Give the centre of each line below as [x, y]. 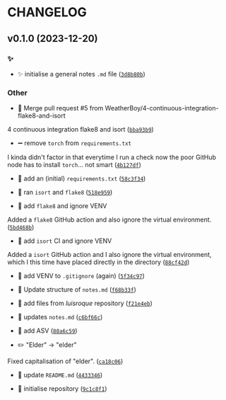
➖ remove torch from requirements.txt [75, 143]
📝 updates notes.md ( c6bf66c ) [60, 317]
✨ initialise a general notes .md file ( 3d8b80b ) [82, 74]
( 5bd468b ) [21, 227]
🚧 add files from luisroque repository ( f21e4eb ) [85, 303]
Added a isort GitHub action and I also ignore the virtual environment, [109, 255]
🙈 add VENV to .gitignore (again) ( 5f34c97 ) [81, 276]
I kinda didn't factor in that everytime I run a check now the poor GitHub [112, 157]
